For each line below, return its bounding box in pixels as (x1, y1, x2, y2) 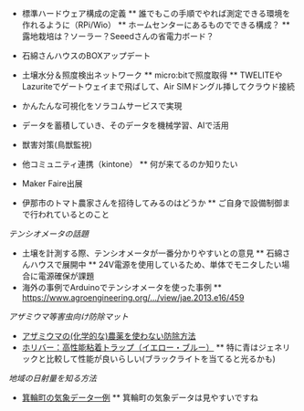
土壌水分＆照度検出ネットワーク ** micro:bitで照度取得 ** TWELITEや (21, 69, 283, 80)
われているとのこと (37, 209, 110, 219)
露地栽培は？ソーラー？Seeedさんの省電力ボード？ (21, 31, 215, 41)
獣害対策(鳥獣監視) (21, 140, 93, 150)
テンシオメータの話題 (8, 228, 89, 239)
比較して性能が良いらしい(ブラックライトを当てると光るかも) (46, 353, 276, 364)
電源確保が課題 (37, 270, 95, 281)
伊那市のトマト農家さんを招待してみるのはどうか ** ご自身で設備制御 (21, 197, 283, 208)
